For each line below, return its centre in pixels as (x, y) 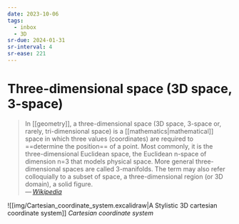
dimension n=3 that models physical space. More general (109, 161)
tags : (15, 21)
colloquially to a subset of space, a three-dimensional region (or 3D (124, 176)
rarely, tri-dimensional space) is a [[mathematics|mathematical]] (119, 131)
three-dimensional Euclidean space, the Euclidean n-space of (116, 154)
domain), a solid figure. (59, 184)
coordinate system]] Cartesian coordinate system (81, 213)
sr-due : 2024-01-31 (36, 41)
